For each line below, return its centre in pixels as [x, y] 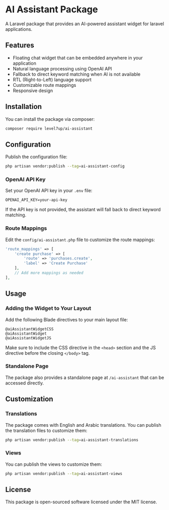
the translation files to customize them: [46, 430]
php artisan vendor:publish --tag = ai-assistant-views [64, 473]
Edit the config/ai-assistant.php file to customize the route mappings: [80, 240]
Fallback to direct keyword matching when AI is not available [77, 74]
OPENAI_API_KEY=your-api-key [36, 200]
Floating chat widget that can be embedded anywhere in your [78, 58]
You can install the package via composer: [50, 119]
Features [20, 45]
